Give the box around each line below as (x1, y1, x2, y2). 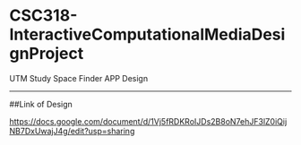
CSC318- (9, 5, 78, 26)
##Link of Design (9, 98, 73, 109)
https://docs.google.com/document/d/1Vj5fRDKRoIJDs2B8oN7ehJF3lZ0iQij (9, 115, 288, 126)
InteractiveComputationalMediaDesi (9, 24, 286, 45)
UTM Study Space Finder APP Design (9, 72, 149, 83)
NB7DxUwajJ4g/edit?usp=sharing (9, 125, 135, 136)
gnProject (9, 44, 84, 64)
